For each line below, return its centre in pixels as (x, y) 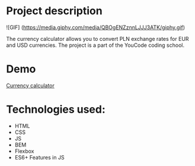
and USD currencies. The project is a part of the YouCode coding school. (95, 45)
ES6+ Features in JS (39, 157)
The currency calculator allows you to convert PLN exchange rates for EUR (97, 39)
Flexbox (24, 151)
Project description (54, 11)
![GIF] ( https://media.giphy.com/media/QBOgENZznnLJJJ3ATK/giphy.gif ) (96, 27)
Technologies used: (56, 109)
